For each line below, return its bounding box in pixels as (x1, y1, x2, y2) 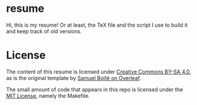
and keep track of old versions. (6, 27, 82, 34)
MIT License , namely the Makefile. (6, 92, 90, 99)
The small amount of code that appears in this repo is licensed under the (6, 85, 183, 93)
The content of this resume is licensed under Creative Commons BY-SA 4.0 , (6, 68, 191, 75)
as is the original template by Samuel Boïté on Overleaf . (6, 74, 141, 81)
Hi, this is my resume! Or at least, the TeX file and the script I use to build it (6, 21, 188, 28)
